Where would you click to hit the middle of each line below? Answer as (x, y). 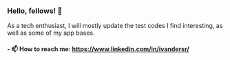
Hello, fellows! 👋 (35, 11)
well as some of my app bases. (51, 33)
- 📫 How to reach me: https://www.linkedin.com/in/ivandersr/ (98, 49)
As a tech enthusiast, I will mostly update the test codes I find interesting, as (115, 26)
